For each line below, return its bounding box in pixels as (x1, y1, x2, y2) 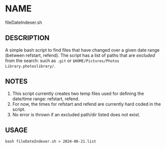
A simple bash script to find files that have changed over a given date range (5, 47, 160, 53)
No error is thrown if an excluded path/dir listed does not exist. (12, 111, 140, 117)
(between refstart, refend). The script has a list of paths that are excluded (5, 52, 155, 58)
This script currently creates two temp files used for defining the (12, 90, 144, 96)
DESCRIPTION (5, 34, 50, 42)
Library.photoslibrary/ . (5, 63, 55, 69)
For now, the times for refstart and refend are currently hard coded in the (12, 101, 161, 107)
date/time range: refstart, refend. (12, 95, 80, 102)
